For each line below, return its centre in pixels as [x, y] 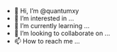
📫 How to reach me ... [47, 41]
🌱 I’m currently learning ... [52, 26]
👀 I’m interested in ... [44, 18]
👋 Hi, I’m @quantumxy [46, 11]
